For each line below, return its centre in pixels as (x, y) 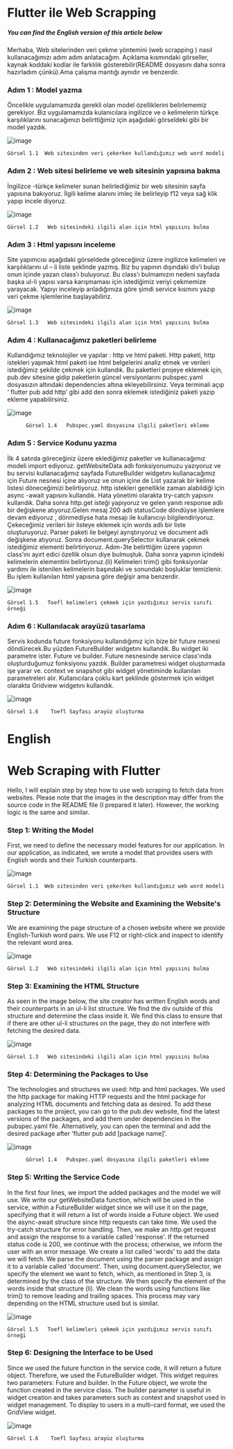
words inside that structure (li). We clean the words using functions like (109, 1288)
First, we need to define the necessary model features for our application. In (116, 845)
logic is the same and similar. (49, 812)
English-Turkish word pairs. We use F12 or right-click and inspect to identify (115, 935)
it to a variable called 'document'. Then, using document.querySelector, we (114, 1266)
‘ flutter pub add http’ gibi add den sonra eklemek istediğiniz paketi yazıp (111, 392)
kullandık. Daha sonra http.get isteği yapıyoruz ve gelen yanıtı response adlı (115, 502)
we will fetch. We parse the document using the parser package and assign (115, 1259)
